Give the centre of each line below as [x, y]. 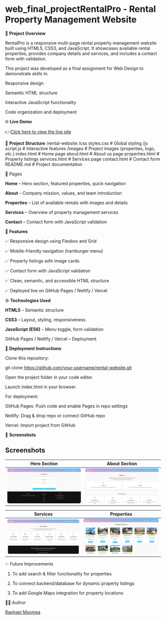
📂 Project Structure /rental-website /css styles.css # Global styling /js [77, 143]
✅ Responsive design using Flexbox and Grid [51, 241]
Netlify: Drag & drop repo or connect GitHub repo [55, 415]
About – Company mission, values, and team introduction [63, 193]
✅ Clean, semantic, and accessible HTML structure [57, 280]
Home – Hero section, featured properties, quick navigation [65, 183]
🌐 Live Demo [19, 121]
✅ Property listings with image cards [42, 260]
